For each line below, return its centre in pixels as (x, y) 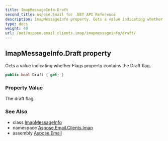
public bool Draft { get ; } (35, 75)
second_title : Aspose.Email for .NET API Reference (60, 15)
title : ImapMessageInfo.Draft (37, 10)
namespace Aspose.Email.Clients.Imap (53, 128)
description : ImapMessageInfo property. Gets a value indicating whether (84, 19)
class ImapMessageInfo (37, 122)
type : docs (17, 24)
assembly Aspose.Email (37, 133)
